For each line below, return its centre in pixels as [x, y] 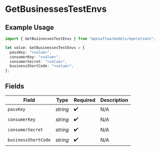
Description [114, 100]
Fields [15, 86]
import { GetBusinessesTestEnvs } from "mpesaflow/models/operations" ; [80, 39]
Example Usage [30, 27]
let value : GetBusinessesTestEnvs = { [45, 48]
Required [85, 100]
